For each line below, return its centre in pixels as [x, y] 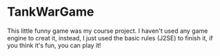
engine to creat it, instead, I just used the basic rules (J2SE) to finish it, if [110, 38]
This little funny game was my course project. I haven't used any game [108, 31]
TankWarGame [51, 12]
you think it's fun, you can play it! [54, 45]
